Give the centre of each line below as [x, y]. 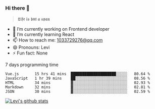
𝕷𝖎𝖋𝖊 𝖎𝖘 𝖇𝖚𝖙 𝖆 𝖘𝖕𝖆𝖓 [34, 19]
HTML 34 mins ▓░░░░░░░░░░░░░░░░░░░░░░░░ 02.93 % [78, 83]
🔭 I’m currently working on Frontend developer [61, 29]
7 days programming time [32, 65]
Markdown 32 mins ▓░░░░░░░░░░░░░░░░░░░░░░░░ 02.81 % [78, 87]
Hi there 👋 [18, 8]
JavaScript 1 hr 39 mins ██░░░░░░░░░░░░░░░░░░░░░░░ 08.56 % [78, 78]
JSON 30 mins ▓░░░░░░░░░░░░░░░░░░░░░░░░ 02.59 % [78, 92]
